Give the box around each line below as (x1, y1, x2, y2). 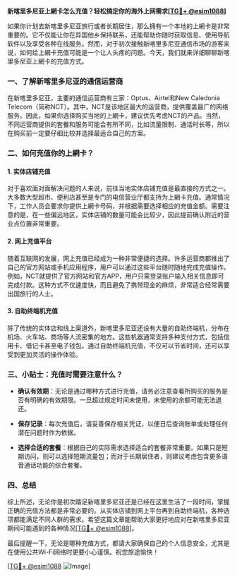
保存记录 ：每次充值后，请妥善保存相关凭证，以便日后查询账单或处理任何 (17, 420, 228, 428)
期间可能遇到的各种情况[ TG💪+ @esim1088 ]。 (7, 524, 138, 533)
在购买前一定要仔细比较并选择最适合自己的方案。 (7, 129, 150, 138)
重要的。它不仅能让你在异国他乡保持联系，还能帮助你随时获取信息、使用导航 (7, 31, 230, 39)
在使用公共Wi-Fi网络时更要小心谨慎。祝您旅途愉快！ (7, 548, 159, 557)
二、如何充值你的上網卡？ (7, 148, 95, 158)
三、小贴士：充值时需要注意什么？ (7, 370, 123, 379)
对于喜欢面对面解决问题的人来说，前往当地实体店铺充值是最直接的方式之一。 (7, 184, 230, 193)
